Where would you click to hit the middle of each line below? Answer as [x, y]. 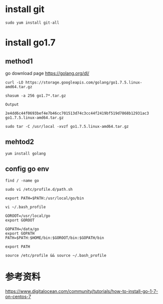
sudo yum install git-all [32, 23]
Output [12, 104]
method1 [19, 61]
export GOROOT [20, 220]
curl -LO [14, 82]
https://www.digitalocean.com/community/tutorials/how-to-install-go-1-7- [82, 291]
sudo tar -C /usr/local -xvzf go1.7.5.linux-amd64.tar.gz [67, 126]
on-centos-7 [18, 296]
